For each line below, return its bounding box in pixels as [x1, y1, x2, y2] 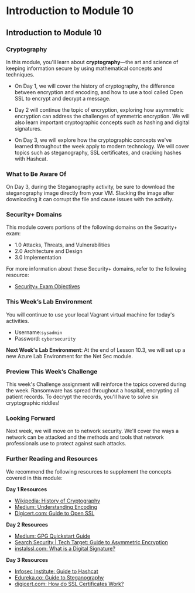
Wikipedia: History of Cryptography [14, 497, 101, 504]
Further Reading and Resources [6, 455, 98, 463]
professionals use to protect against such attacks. [6, 440, 126, 447]
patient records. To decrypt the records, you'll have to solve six [6, 393, 159, 401]
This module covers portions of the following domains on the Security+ [6, 224, 177, 231]
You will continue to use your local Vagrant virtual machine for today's [6, 311, 175, 318]
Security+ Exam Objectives [14, 283, 80, 290]
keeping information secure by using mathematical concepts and [6, 65, 163, 72]
